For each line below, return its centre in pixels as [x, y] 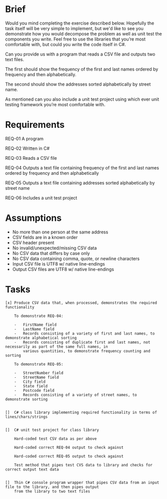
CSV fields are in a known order [45, 237]
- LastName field [34, 329]
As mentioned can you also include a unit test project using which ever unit [82, 99]
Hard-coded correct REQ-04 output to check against [69, 447]
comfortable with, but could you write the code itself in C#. [66, 44]
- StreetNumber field [39, 373]
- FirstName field [35, 325]
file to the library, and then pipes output [52, 487]
